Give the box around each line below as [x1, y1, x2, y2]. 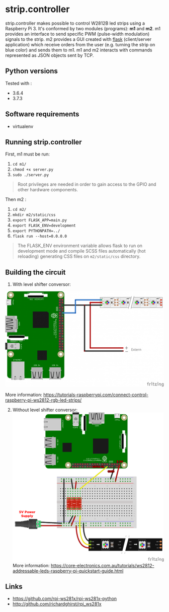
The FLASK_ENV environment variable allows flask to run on [17, 243, 142, 249]
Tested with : [5, 80, 32, 86]
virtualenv [12, 123, 34, 129]
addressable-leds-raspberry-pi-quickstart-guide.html [12, 568, 124, 574]
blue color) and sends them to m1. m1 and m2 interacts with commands [5, 47, 152, 53]
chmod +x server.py [12, 167, 54, 172]
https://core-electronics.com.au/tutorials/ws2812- [51, 562, 154, 568]
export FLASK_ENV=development [12, 223, 76, 228]
